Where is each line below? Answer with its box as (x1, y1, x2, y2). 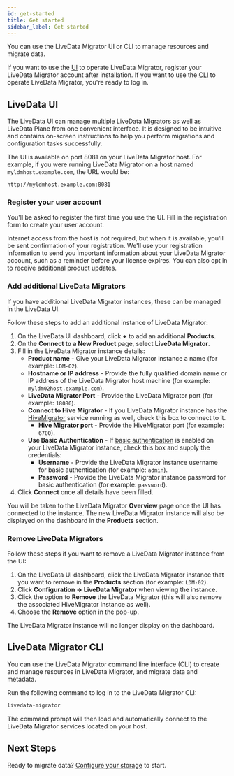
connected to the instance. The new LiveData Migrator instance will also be (7, 508, 224, 517)
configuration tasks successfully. (7, 139, 103, 148)
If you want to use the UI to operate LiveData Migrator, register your (7, 64, 202, 72)
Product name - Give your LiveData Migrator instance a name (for (27, 354, 218, 362)
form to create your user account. (7, 221, 105, 229)
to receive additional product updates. (7, 264, 117, 273)
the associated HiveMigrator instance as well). (17, 601, 151, 609)
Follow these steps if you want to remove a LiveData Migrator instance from (7, 549, 225, 558)
